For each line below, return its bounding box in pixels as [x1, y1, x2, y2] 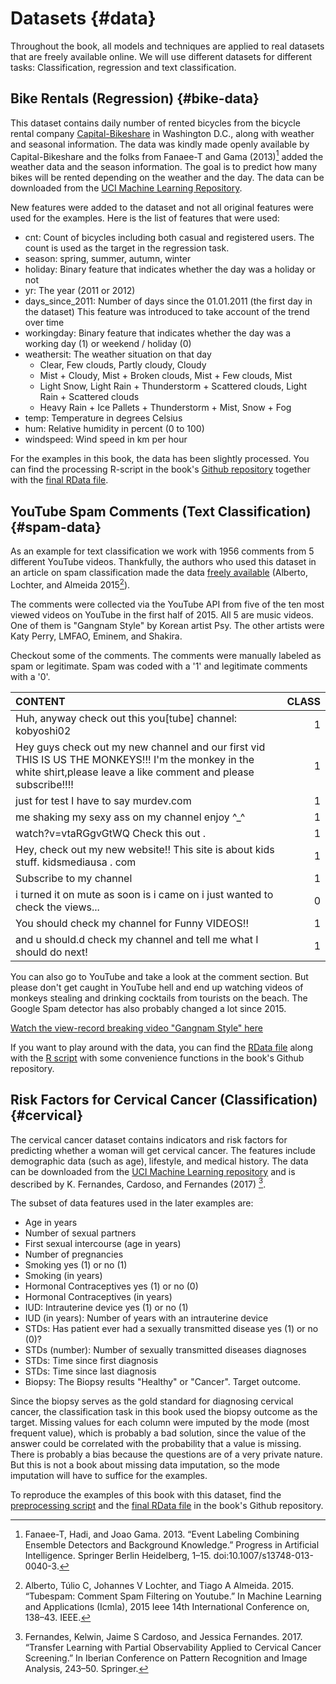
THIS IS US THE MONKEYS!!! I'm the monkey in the [15, 752, 255, 766]
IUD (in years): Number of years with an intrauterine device [24, 1312, 269, 1324]
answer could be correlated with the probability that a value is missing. [10, 1438, 302, 1450]
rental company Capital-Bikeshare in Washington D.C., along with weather [10, 127, 315, 139]
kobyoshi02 [15, 723, 72, 737]
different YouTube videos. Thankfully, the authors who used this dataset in [10, 556, 317, 568]
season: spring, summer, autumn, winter [24, 253, 192, 265]
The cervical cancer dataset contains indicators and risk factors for [10, 1133, 288, 1146]
